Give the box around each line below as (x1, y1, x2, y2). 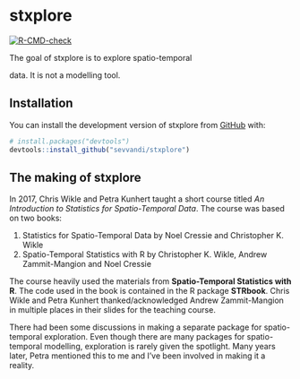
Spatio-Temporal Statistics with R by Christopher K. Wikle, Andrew (21, 249, 268, 260)
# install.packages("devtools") (9, 136, 130, 146)
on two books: (9, 212, 63, 224)
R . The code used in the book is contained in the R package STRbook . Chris (9, 286, 290, 297)
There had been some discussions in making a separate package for (9, 322, 262, 332)
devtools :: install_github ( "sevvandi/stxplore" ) (9, 145, 191, 154)
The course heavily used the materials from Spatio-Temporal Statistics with (9, 276, 292, 287)
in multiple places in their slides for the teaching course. (9, 305, 217, 315)
